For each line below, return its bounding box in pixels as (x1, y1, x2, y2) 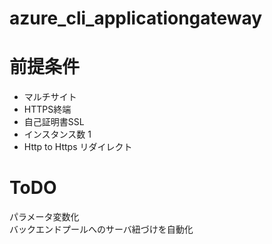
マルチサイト (23, 91, 77, 103)
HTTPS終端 (23, 103, 72, 116)
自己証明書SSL (23, 116, 85, 128)
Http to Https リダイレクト (23, 141, 133, 153)
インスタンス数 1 (23, 128, 92, 141)
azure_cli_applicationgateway (9, 7, 263, 30)
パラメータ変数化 (9, 211, 80, 223)
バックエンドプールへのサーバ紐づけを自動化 (9, 223, 194, 236)
